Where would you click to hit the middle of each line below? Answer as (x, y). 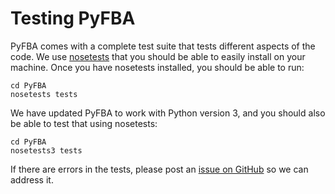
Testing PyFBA (73, 18)
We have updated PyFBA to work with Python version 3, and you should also (168, 113)
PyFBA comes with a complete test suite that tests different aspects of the (163, 46)
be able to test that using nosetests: (84, 123)
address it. (32, 179)
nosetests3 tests (46, 150)
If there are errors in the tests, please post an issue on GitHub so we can (159, 169)
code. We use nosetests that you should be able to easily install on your (158, 56)
